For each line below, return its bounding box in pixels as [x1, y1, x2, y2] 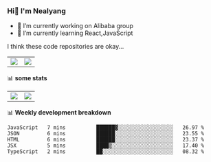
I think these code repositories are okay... [7, 43, 124, 51]
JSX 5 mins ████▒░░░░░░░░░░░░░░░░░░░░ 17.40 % [7, 142, 205, 150]
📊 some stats [7, 74, 47, 82]
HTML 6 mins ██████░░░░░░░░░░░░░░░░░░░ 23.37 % [7, 137, 205, 143]
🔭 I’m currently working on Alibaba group [16, 22, 134, 30]
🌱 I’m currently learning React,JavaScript [16, 29, 133, 37]
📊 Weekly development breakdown [7, 108, 111, 117]
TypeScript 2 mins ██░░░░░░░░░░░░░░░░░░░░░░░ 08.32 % [7, 148, 205, 155]
